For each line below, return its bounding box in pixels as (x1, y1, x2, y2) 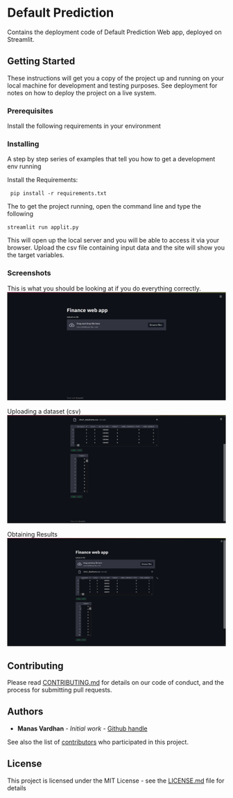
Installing (7, 139, 40, 149)
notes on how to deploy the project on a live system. (7, 88, 157, 97)
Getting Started (7, 56, 76, 67)
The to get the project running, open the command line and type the (7, 202, 201, 211)
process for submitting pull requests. (7, 686, 112, 694)
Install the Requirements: (7, 176, 78, 184)
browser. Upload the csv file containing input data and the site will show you (7, 243, 225, 252)
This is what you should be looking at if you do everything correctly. (7, 284, 201, 293)
